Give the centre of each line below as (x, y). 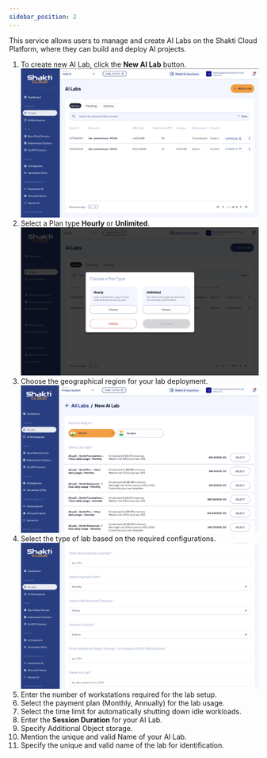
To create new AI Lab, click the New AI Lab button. (103, 64)
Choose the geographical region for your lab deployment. (114, 381)
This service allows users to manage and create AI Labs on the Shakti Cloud (133, 41)
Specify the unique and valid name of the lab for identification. (122, 745)
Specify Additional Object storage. (76, 729)
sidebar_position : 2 (43, 17)
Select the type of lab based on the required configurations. (118, 538)
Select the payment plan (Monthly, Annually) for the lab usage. (122, 703)
